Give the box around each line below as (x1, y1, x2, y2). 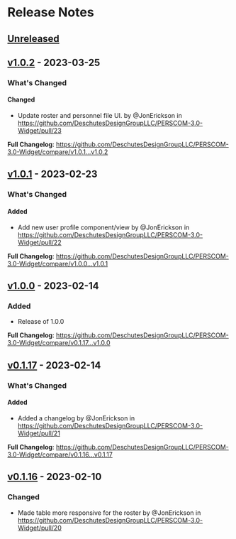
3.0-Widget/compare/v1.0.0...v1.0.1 (7, 259, 108, 268)
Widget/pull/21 (17, 429, 60, 437)
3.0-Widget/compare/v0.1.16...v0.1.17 (7, 450, 113, 459)
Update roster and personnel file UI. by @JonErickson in (17, 111, 182, 120)
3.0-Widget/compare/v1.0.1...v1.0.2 (7, 148, 108, 156)
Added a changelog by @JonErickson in (17, 413, 135, 423)
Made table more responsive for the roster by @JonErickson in (17, 508, 201, 517)
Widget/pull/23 (17, 126, 62, 135)
